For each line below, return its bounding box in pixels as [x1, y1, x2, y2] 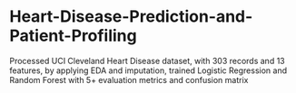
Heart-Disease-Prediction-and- [9, 6, 253, 27]
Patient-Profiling [9, 25, 138, 46]
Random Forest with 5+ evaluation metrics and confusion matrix [9, 74, 249, 85]
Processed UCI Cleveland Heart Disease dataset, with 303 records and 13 [9, 55, 285, 66]
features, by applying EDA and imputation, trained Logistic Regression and [9, 65, 288, 76]
